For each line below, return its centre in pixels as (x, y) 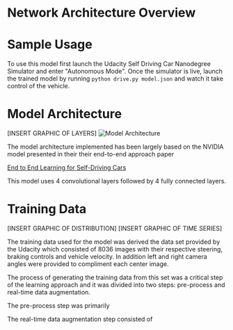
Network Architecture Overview (102, 13)
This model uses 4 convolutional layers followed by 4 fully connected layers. (117, 181)
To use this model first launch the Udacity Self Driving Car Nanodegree (109, 64)
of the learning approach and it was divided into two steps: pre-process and (116, 285)
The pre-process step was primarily (58, 306)
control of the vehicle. (39, 86)
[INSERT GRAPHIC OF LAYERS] (52, 133)
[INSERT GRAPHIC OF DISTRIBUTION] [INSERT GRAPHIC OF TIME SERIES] (115, 228)
